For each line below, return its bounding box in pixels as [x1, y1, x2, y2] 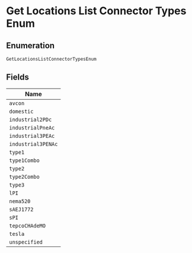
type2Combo [9, 173, 40, 180]
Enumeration [6, 40, 55, 50]
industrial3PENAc [9, 141, 58, 147]
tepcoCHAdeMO [9, 222, 46, 229]
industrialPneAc [9, 124, 55, 131]
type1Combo [9, 157, 40, 164]
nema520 [9, 198, 31, 204]
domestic [9, 108, 34, 115]
